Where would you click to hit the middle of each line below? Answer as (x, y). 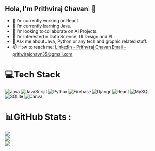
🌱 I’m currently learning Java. (42, 26)
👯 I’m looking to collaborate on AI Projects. (55, 31)
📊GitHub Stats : (38, 117)
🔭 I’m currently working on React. (46, 20)
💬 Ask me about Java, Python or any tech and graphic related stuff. (80, 41)
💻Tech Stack (33, 75)
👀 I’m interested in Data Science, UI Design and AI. (63, 36)
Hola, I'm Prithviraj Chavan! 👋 (51, 9)
